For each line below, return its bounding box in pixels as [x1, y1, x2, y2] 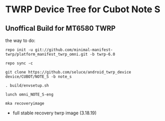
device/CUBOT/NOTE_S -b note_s [5, 74, 72, 79]
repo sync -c [5, 61, 33, 66]
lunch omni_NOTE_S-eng [5, 92, 54, 97]
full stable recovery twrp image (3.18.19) [12, 110, 97, 116]
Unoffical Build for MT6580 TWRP [5, 24, 116, 33]
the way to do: [5, 37, 36, 43]
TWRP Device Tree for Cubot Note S [5, 4, 161, 15]
